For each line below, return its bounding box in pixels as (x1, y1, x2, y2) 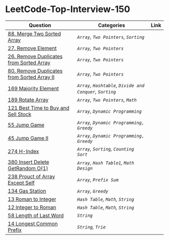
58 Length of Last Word (8, 212, 64, 219)
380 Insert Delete (8, 158, 49, 166)
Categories (98, 22, 125, 29)
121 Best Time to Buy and (8, 104, 69, 111)
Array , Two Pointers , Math (77, 96, 137, 103)
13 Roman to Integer (8, 195, 56, 202)
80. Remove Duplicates (8, 67, 63, 74)
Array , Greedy (77, 187, 109, 194)
